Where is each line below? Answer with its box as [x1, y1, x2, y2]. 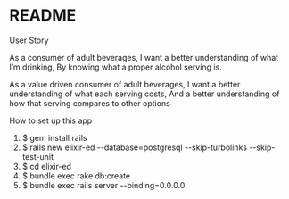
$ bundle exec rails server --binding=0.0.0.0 [21, 179, 186, 190]
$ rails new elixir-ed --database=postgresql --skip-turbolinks [21, 142, 248, 153]
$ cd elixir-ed [21, 161, 72, 171]
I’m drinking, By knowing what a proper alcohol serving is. [9, 62, 222, 72]
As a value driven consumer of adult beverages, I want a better [9, 79, 241, 89]
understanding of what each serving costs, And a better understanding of [9, 88, 280, 99]
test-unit [21, 151, 54, 162]
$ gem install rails [21, 132, 87, 143]
